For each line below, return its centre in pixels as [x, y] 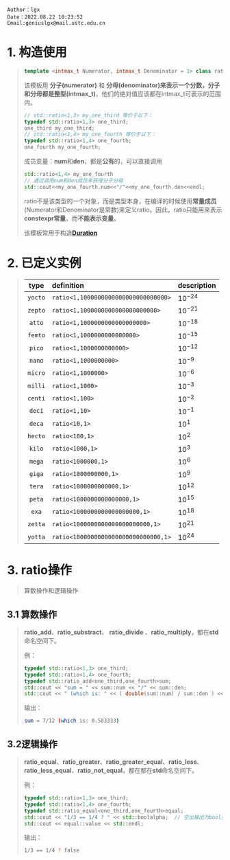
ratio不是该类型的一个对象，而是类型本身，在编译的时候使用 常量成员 [120, 201]
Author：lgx [24, 10]
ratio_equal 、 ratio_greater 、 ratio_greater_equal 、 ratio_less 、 [113, 762]
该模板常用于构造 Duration [61, 233]
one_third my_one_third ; [59, 128]
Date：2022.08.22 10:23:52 [45, 17]
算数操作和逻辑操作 [51, 591]
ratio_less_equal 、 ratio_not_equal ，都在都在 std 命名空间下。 [111, 770]
